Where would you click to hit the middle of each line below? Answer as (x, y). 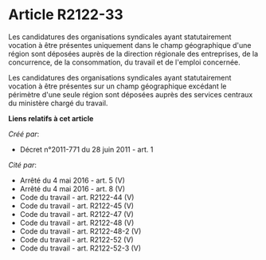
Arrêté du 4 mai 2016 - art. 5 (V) (72, 180)
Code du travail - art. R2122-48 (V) (77, 223)
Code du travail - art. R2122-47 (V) (76, 214)
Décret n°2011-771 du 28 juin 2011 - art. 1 (86, 149)
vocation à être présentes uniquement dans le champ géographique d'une (130, 45)
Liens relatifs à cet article (51, 118)
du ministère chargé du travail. (58, 103)
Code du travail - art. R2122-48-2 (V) (80, 231)
